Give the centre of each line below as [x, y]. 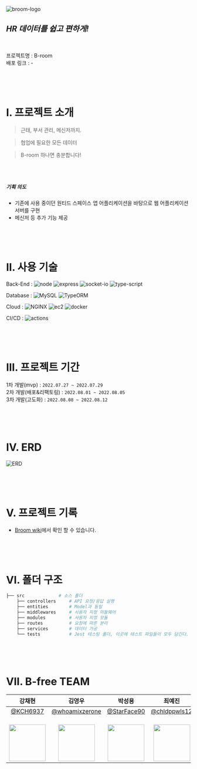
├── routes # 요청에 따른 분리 [62, 623]
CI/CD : [15, 318]
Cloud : [15, 306]
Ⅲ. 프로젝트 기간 [43, 367]
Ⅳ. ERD [24, 447]
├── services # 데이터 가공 [57, 629]
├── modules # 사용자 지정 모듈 [62, 618]
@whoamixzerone [77, 712]
